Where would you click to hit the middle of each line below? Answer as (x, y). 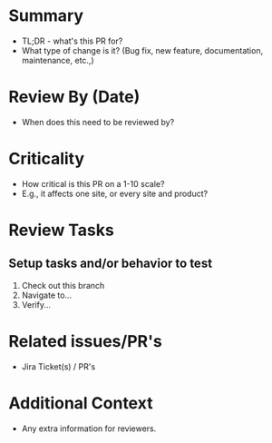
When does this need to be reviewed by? (98, 122)
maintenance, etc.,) (58, 60)
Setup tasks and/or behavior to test (111, 264)
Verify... (36, 304)
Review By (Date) (74, 97)
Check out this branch (63, 285)
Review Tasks (61, 230)
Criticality (47, 159)
